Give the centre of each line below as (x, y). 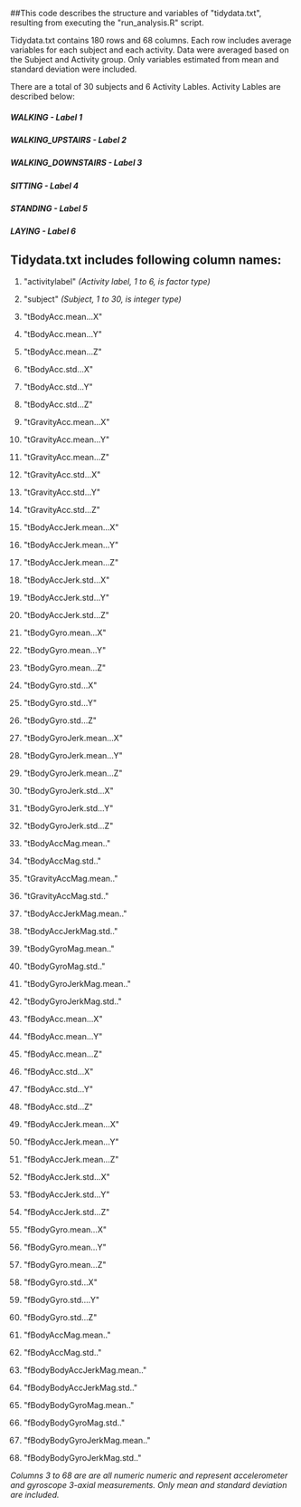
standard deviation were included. (74, 69)
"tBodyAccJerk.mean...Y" (71, 545)
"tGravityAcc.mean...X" (66, 422)
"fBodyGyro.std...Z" (60, 1318)
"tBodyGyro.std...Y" (60, 703)
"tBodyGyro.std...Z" (60, 720)
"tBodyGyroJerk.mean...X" (73, 739)
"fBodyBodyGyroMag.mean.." (79, 1406)
